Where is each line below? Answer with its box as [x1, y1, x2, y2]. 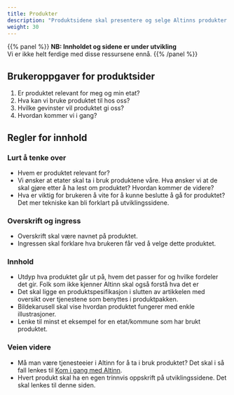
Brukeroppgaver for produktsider [7, 70, 156, 82]
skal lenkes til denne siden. [17, 380, 96, 389]
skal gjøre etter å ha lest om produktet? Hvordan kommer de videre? [17, 183, 214, 192]
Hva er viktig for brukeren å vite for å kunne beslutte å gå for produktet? [17, 191, 226, 199]
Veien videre [7, 342, 51, 352]
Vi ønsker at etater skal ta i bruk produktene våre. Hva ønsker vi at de [17, 176, 218, 185]
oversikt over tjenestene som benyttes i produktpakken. [17, 295, 179, 304]
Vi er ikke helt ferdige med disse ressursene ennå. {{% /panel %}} [7, 50, 198, 58]
